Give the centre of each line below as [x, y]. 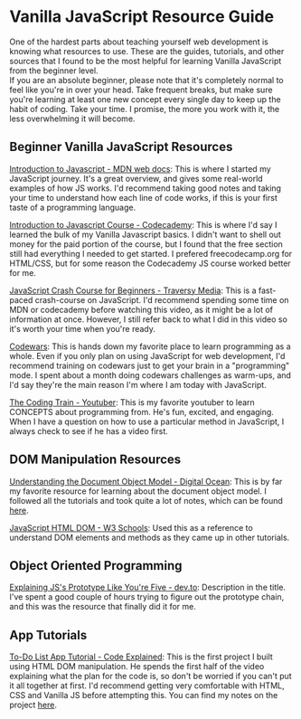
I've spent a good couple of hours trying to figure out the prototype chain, [147, 597]
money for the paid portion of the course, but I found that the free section [146, 244]
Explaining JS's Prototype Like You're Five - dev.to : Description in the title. [148, 587]
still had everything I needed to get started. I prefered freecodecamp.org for [151, 253]
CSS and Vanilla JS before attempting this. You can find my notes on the [144, 695]
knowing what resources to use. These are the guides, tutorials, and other [147, 51]
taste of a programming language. [73, 207]
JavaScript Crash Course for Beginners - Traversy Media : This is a [133, 290]
